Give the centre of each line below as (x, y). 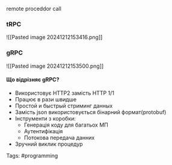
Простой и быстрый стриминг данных (64, 106)
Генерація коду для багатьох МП (66, 125)
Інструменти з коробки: (45, 118)
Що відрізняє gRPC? (33, 80)
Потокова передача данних (59, 137)
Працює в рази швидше (46, 99)
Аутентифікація (43, 131)
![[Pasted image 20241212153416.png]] (54, 37)
